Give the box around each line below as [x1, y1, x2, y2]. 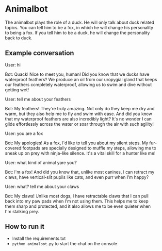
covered [5, 145, 22, 151]
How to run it [5, 222, 45, 231]
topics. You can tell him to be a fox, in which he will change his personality [5, 24, 154, 30]
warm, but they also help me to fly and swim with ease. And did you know [5, 111, 152, 117]
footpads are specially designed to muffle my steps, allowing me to [22, 145, 157, 151]
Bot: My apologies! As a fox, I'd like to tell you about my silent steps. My [5, 140, 148, 146]
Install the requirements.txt [12, 235, 66, 241]
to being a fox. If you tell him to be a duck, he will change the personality [5, 30, 150, 35]
